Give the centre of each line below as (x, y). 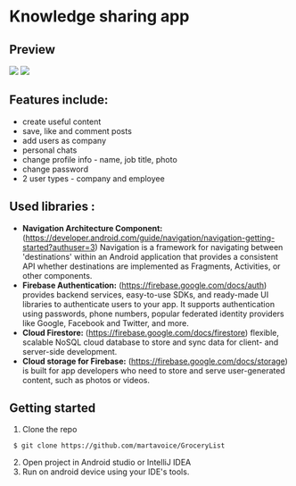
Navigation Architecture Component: (92, 228)
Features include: (59, 100)
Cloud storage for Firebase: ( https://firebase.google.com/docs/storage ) (155, 361)
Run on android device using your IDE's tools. (106, 472)
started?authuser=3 (58, 247)
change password (55, 169)
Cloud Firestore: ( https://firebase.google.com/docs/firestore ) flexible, (150, 332)
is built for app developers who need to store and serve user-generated (153, 370)
